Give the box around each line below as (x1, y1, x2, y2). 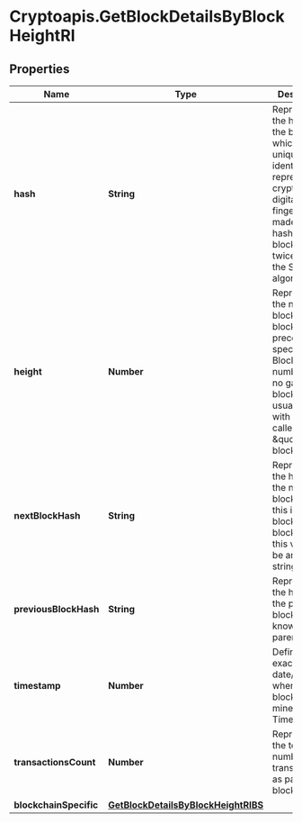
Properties (9, 61, 70, 77)
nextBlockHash (13, 510, 81, 521)
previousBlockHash (13, 603, 100, 615)
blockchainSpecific (13, 799, 99, 811)
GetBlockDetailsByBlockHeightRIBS (107, 799, 264, 811)
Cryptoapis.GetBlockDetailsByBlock (9, 6, 285, 27)
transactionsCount (13, 756, 96, 768)
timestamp (13, 680, 61, 692)
